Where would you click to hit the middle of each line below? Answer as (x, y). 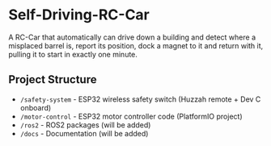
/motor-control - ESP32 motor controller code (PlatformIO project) (131, 116)
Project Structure (53, 79)
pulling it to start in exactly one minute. (73, 54)
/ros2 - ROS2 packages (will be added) (85, 125)
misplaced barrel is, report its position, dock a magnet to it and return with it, (136, 45)
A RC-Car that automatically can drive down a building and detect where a (132, 37)
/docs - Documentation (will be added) (84, 133)
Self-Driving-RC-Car (79, 15)
